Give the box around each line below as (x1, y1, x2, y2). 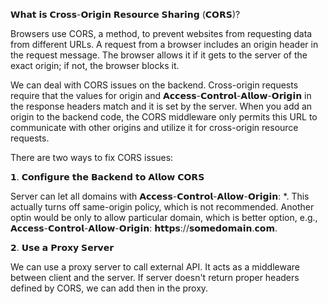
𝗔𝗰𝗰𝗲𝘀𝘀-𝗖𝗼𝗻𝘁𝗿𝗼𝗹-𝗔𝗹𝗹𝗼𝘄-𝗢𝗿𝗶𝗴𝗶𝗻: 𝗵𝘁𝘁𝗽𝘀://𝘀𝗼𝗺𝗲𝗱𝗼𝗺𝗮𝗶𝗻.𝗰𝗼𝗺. (10, 222, 278, 234)
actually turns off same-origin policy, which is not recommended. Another (10, 201, 315, 213)
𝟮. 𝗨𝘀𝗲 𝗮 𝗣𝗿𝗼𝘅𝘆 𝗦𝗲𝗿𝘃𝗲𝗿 (10, 242, 115, 253)
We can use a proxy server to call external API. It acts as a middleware (10, 261, 300, 273)
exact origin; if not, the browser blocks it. (10, 60, 180, 71)
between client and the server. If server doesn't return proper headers (10, 272, 300, 283)
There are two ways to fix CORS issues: (10, 152, 174, 163)
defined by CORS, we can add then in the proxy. (10, 282, 209, 294)
